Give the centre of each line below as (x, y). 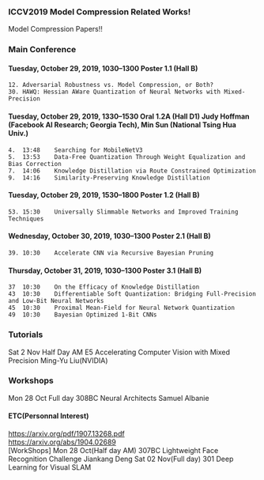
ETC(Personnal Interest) (49, 416)
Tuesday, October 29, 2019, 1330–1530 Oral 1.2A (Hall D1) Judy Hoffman (129, 116)
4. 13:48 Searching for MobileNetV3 (76, 150)
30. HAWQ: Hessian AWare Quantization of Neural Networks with (115, 92)
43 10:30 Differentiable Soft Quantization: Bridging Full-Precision (132, 294)
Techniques (26, 219)
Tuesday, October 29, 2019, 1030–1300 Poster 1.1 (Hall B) (103, 68)
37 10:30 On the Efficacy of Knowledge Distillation (104, 287)
